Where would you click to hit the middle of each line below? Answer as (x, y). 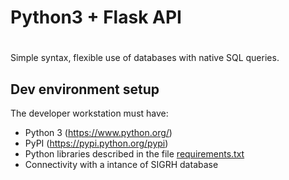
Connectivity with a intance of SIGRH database (121, 165)
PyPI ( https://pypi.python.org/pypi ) (96, 143)
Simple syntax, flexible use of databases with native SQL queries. (145, 58)
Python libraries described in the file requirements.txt (134, 154)
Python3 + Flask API (96, 17)
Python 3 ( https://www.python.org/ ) (98, 133)
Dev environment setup (85, 89)
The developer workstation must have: (89, 113)
